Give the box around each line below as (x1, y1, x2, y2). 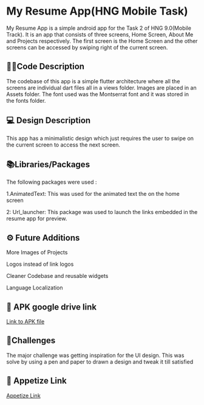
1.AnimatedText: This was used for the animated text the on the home (6, 190, 180, 198)
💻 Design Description (6, 116, 91, 126)
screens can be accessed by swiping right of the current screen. (6, 44, 168, 51)
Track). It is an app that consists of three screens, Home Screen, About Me (6, 30, 194, 38)
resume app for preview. (6, 215, 67, 223)
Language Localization (6, 284, 63, 291)
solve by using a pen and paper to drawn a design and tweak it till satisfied (6, 358, 193, 365)
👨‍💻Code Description (6, 61, 85, 72)
